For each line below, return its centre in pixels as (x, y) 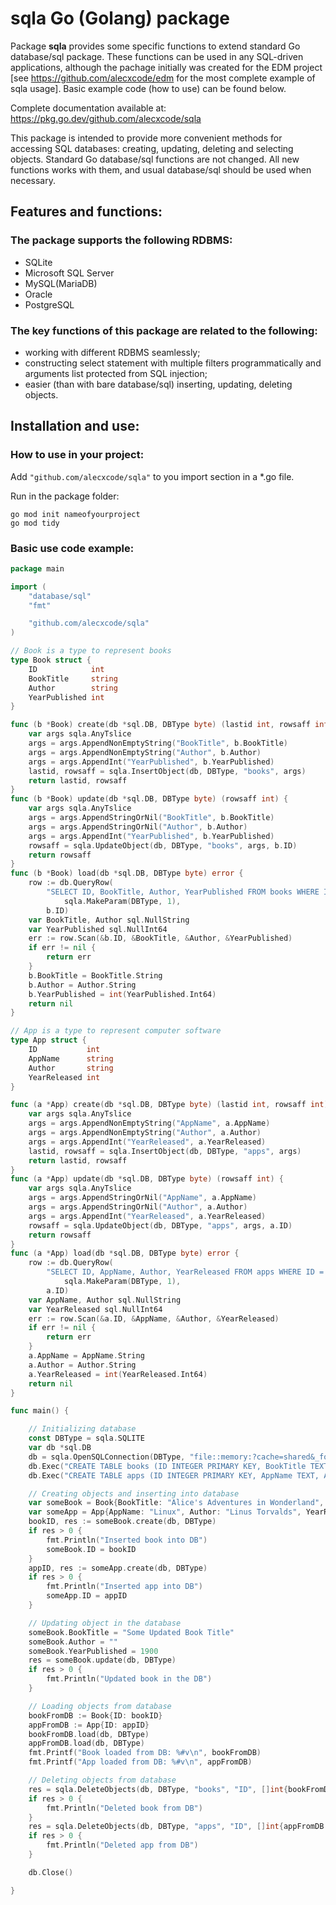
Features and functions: (86, 212)
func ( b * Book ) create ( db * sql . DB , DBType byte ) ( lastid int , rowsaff (160, 725)
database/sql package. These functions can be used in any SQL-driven (157, 56)
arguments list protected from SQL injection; (116, 373)
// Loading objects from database (100, 1706)
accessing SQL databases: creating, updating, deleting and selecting (152, 148)
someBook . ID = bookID (91, 1549)
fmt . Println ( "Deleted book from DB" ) (124, 1808)
